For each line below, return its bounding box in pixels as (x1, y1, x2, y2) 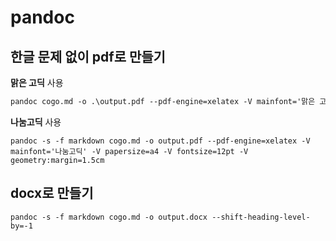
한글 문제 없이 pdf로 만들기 (10, 48, 166, 65)
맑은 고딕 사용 (10, 77, 64, 88)
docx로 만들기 (10, 185, 94, 202)
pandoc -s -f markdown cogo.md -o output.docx (10, 212, 208, 222)
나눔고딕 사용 (10, 116, 62, 128)
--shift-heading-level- (211, 212, 311, 222)
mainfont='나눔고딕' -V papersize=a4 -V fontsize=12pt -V (10, 146, 249, 156)
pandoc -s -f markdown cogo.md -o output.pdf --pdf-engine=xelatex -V (10, 136, 311, 146)
